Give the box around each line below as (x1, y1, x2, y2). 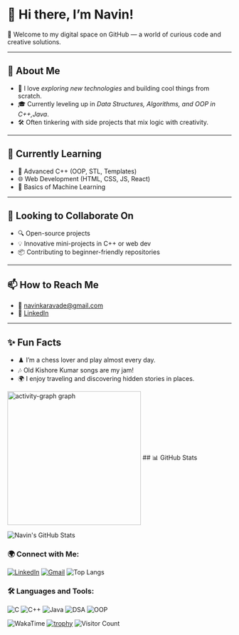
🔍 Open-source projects (17, 229, 90, 238)
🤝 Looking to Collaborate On (7, 210, 134, 222)
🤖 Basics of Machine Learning (17, 182, 106, 191)
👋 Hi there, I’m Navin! (7, 6, 134, 23)
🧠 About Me (7, 65, 60, 77)
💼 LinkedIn (17, 309, 49, 317)
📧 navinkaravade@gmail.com (17, 301, 103, 310)
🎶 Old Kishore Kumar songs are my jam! (17, 366, 134, 374)
